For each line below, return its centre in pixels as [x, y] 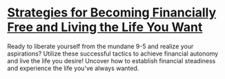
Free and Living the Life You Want [105, 27]
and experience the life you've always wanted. [73, 68]
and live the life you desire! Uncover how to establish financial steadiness [111, 60]
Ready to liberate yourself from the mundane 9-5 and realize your [100, 46]
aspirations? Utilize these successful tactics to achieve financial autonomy [113, 54]
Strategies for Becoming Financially [112, 13]
